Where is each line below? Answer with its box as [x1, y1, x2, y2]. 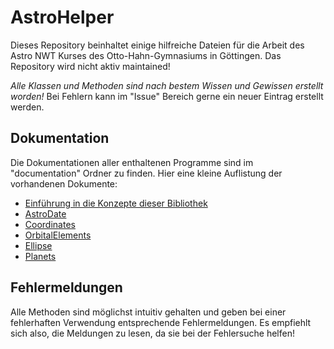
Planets [24, 250, 57, 262]
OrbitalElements [24, 229, 92, 241]
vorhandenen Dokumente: [10, 177, 118, 190]
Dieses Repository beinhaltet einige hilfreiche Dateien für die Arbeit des [10, 39, 305, 51]
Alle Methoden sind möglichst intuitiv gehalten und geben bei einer [10, 306, 287, 318]
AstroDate [24, 207, 67, 220]
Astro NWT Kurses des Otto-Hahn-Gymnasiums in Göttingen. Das [10, 49, 282, 61]
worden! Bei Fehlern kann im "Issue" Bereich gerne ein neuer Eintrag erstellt [10, 90, 324, 102]
